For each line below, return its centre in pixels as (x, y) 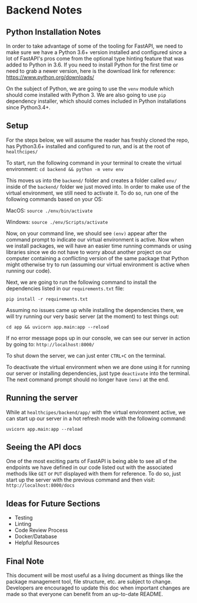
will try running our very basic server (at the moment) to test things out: (93, 316)
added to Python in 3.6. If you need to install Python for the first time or (92, 65)
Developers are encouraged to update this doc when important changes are (98, 588)
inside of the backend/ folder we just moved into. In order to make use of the (98, 186)
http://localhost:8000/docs (41, 485)
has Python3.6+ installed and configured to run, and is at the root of (88, 146)
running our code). (29, 270)
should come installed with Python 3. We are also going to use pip (86, 95)
